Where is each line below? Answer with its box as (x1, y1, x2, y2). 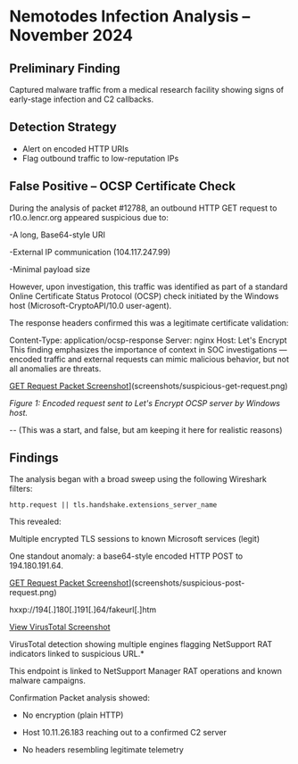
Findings (9, 451, 60, 466)
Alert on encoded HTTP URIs (21, 143, 129, 154)
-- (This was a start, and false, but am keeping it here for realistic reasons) (9, 424, 283, 435)
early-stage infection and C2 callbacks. (9, 94, 154, 104)
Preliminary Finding (9, 61, 120, 76)
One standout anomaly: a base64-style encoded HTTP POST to (9, 551, 244, 561)
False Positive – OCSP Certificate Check (9, 179, 236, 194)
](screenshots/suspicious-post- (128, 577, 245, 588)
